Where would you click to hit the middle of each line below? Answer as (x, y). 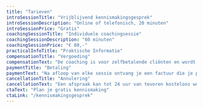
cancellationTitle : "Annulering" (48, 79)
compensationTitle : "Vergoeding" (48, 56)
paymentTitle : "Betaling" (39, 67)
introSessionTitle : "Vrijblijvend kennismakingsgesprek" (79, 17)
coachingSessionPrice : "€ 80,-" (47, 46)
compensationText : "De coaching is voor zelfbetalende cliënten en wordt (101, 62)
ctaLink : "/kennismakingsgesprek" (50, 95)
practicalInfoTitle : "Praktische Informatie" (64, 51)
